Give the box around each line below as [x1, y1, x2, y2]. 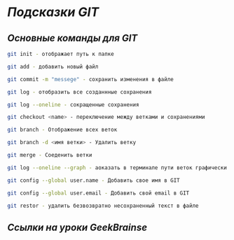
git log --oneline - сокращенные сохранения [7, 101, 139, 108]
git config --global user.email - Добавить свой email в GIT [7, 190, 190, 197]
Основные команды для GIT [7, 32, 138, 44]
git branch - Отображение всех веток [7, 127, 118, 134]
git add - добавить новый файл [7, 63, 99, 70]
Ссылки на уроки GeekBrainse [7, 221, 148, 233]
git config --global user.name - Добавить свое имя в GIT [7, 176, 180, 184]
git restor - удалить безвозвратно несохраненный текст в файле [7, 202, 199, 209]
